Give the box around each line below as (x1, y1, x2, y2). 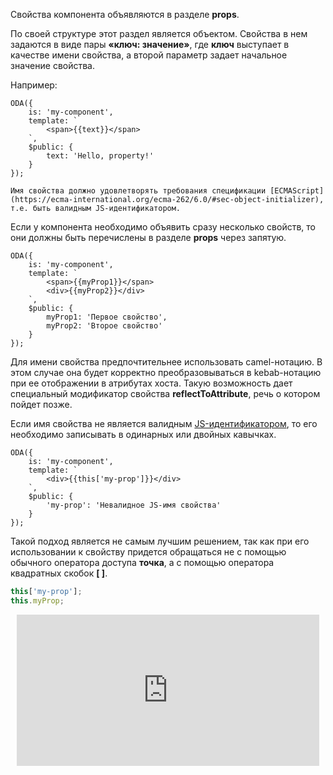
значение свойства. (10, 60, 96, 71)
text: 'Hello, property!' (46, 151, 155, 161)
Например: (10, 79, 58, 91)
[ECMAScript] (269, 186, 325, 196)
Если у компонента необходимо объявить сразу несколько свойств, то (10, 221, 316, 233)
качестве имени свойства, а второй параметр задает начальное (10, 49, 288, 61)
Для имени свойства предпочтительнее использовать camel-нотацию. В (10, 356, 323, 368)
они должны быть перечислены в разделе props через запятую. (10, 232, 287, 243)
